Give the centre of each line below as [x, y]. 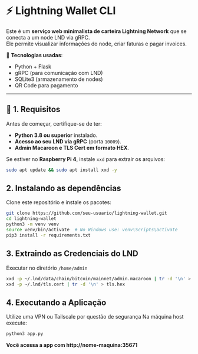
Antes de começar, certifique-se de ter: [54, 123]
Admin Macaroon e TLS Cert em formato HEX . [72, 147]
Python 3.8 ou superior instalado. [56, 135]
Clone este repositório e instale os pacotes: [59, 202]
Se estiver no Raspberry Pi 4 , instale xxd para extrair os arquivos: [85, 159]
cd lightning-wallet [32, 219]
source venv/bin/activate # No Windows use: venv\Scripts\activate [92, 230]
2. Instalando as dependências [64, 189]
